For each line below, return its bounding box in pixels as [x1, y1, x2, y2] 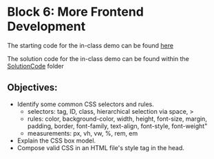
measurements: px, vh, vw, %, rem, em [27, 129, 138, 137]
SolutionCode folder [7, 62, 64, 70]
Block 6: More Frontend [7, 4, 145, 20]
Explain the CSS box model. [17, 136, 96, 145]
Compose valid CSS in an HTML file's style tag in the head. [17, 143, 184, 151]
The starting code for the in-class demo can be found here [7, 41, 174, 49]
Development [7, 19, 86, 34]
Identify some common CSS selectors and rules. [17, 100, 155, 108]
